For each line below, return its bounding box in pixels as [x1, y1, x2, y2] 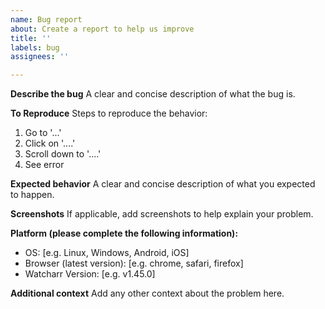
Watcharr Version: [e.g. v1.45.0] [24, 268, 156, 280]
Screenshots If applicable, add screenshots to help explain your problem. [10, 208, 314, 220]
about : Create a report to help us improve [10, 24, 195, 34]
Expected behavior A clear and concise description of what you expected [10, 178, 316, 190]
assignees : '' [10, 52, 70, 62]
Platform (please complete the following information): [10, 227, 239, 240]
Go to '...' [24, 127, 62, 139]
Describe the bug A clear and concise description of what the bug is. [10, 88, 296, 100]
